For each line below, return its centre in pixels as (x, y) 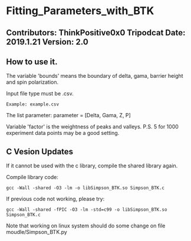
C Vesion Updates (40, 151)
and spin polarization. (32, 82)
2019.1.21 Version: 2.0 (47, 42)
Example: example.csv (33, 104)
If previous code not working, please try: (55, 199)
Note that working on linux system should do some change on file (86, 226)
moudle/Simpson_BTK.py (37, 232)
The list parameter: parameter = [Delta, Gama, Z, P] (68, 115)
